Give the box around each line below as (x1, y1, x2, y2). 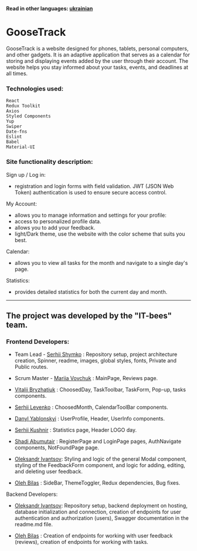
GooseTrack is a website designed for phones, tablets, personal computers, (6, 45, 189, 52)
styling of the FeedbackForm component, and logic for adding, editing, (14, 462, 186, 469)
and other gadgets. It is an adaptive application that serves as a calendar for (6, 51, 191, 58)
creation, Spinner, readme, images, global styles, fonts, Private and (14, 357, 177, 364)
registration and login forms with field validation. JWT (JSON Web (14, 182, 174, 190)
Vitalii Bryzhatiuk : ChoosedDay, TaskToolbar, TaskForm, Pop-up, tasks (14, 386, 186, 393)
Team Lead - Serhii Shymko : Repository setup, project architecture (14, 351, 178, 358)
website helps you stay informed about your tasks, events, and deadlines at (6, 63, 189, 70)
